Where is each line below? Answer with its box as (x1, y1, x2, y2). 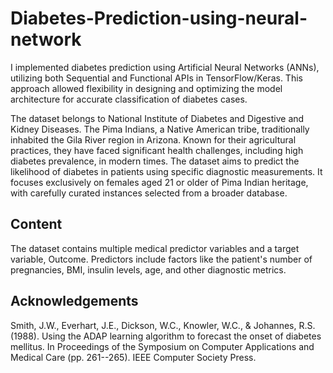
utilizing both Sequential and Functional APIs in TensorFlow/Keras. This (10, 72, 303, 84)
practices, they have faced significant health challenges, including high (10, 144, 304, 156)
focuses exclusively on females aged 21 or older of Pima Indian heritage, (10, 176, 309, 188)
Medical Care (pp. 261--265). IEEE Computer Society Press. (10, 351, 257, 363)
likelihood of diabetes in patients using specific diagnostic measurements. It (10, 165, 323, 177)
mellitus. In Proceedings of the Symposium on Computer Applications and (10, 340, 315, 352)
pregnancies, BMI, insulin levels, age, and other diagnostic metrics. (10, 263, 287, 276)
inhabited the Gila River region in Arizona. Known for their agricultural (10, 133, 297, 146)
